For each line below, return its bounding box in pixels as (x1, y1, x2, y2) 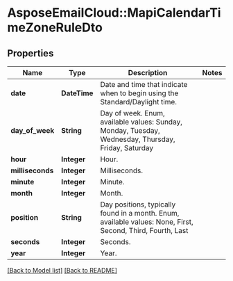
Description (128, 68, 168, 77)
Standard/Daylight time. (100, 97, 178, 106)
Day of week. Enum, (100, 109, 165, 118)
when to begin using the (100, 88, 179, 98)
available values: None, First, (100, 217, 193, 227)
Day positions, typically (100, 200, 176, 209)
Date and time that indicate (100, 80, 188, 89)
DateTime (61, 88, 94, 98)
